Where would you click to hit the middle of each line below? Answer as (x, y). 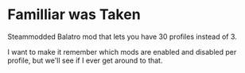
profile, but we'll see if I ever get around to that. (85, 60)
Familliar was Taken (74, 15)
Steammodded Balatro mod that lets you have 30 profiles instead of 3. (122, 36)
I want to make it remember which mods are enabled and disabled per (122, 52)
